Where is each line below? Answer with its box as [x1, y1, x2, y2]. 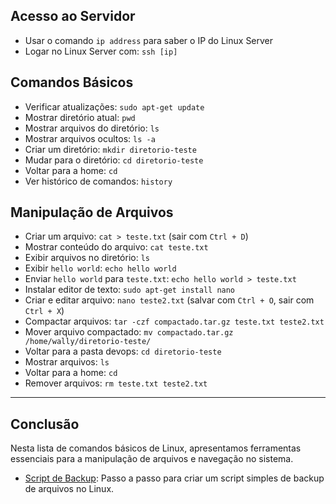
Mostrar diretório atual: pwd [24, 111, 136, 123]
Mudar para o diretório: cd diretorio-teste [24, 154, 204, 166]
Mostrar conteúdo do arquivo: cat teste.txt [24, 241, 209, 253]
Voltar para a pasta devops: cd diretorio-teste [24, 345, 222, 358]
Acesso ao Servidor [10, 8, 136, 25]
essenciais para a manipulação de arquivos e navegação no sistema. [10, 453, 294, 465]
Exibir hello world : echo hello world [24, 262, 177, 274]
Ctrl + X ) [24, 305, 65, 317]
